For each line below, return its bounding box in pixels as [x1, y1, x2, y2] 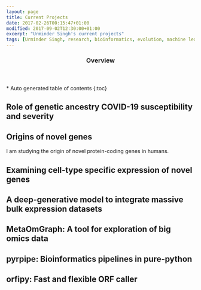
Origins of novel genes [6, 132, 93, 142]
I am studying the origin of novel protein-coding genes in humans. [6, 148, 169, 155]
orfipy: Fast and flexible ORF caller [6, 274, 138, 285]
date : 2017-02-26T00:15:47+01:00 [6, 20, 90, 26]
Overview [86, 56, 115, 65]
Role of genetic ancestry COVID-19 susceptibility [6, 102, 193, 112]
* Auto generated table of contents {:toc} [6, 84, 108, 91]
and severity [6, 111, 54, 121]
